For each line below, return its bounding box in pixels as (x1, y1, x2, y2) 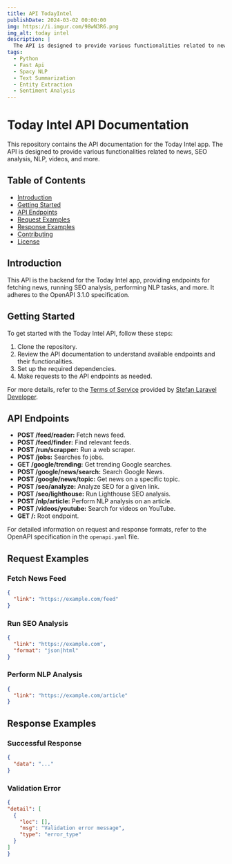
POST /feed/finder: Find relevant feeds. (17, 438, 132, 447)
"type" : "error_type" (19, 831, 81, 838)
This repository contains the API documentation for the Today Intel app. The (7, 140, 223, 149)
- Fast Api (13, 62, 45, 69)
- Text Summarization (13, 74, 76, 82)
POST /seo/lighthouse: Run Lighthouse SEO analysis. (17, 489, 171, 498)
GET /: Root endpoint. (17, 512, 79, 520)
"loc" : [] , (19, 818, 51, 825)
